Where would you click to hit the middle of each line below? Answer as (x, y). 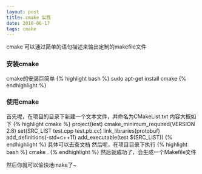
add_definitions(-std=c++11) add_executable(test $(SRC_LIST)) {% (89, 137)
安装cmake (23, 64)
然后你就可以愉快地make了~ (42, 165)
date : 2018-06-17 (28, 23)
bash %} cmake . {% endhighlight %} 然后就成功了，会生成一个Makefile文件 (101, 152)
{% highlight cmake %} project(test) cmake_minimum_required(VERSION (104, 124)
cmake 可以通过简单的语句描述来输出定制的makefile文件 (76, 47)
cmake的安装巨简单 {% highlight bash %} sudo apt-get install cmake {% (96, 78)
